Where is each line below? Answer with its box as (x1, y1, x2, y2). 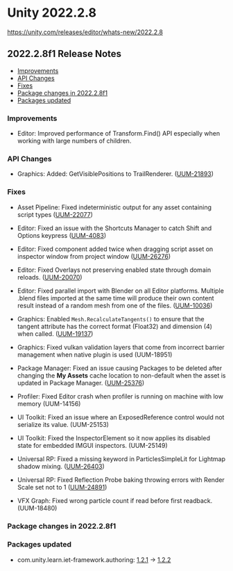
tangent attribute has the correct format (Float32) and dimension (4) (17, 322, 213, 330)
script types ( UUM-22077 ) (17, 210, 94, 218)
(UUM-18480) (17, 504, 58, 512)
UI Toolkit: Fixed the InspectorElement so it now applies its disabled (17, 433, 210, 442)
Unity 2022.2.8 (7, 5, 97, 21)
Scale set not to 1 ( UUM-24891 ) (17, 483, 107, 491)
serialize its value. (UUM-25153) (17, 420, 110, 428)
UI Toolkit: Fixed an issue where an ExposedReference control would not (17, 412, 225, 421)
